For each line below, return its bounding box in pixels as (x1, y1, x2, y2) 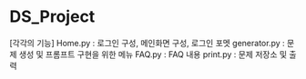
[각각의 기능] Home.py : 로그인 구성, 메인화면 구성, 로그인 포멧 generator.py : (9, 37, 285, 48)
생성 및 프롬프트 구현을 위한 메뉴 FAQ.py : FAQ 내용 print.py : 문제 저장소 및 (18, 48, 288, 60)
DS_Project (9, 6, 96, 27)
